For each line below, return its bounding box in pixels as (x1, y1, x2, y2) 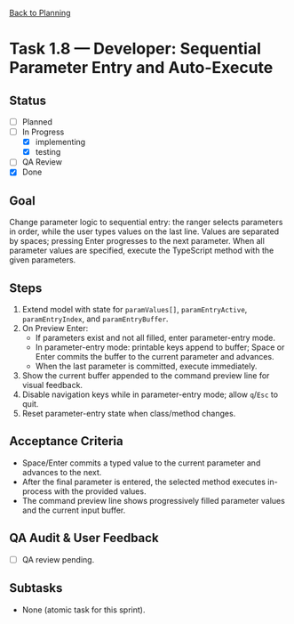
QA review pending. (21, 554, 95, 564)
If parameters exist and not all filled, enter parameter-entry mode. (35, 333, 275, 343)
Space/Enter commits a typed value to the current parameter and (21, 458, 261, 468)
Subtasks (9, 580, 63, 596)
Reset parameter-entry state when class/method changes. (21, 409, 236, 418)
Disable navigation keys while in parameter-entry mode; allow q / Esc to (21, 389, 278, 400)
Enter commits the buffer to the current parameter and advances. (35, 352, 274, 361)
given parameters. (9, 255, 76, 265)
